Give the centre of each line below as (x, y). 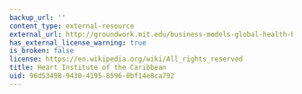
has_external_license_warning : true (78, 43)
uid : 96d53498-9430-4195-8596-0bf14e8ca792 (92, 76)
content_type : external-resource (72, 26)
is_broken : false (42, 51)
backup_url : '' (38, 17)
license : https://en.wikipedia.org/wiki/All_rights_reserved (126, 59)
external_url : (36, 34)
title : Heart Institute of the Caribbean (88, 68)
